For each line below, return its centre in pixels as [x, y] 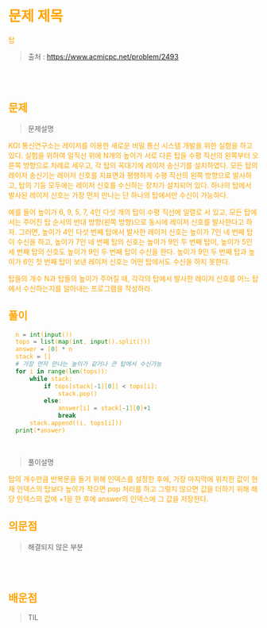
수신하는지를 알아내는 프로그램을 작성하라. [88, 288]
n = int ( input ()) [44, 334]
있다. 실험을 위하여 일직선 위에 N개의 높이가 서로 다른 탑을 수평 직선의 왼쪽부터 [129, 155]
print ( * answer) [41, 430]
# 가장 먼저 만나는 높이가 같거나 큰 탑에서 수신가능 [89, 364]
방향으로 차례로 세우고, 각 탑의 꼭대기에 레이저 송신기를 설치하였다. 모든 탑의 [140, 165]
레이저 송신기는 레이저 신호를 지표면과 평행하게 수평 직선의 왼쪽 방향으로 [120, 175]
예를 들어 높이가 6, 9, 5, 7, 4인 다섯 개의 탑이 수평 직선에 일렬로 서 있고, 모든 [125, 212]
